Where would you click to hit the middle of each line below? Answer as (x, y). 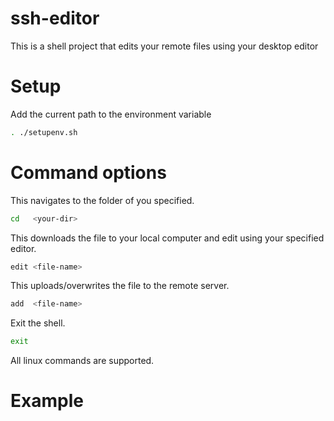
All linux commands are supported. (82, 361)
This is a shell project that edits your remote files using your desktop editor (164, 46)
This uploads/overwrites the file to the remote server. (120, 286)
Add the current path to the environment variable (111, 114)
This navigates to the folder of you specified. (102, 200)
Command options (88, 172)
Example (47, 401)
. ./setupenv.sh (44, 132)
